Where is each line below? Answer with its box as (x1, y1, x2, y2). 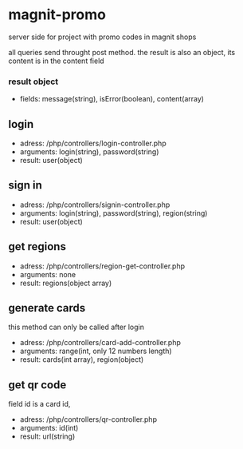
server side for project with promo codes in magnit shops (8, 32, 197, 42)
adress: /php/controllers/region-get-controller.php (19, 261, 186, 271)
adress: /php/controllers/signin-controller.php (19, 200, 170, 209)
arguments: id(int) (19, 423, 79, 433)
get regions (8, 240, 66, 253)
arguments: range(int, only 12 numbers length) (19, 346, 173, 356)
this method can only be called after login (8, 322, 145, 332)
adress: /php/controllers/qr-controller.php (19, 415, 158, 424)
